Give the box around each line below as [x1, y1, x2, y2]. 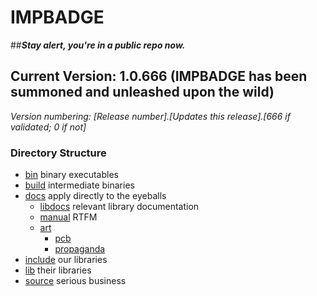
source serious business [24, 275, 127, 287]
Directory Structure [10, 146, 107, 160]
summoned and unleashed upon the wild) [10, 84, 275, 101]
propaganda [54, 243, 106, 255]
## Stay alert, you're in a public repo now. [10, 39, 186, 51]
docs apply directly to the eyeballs [24, 190, 167, 202]
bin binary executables [24, 169, 119, 181]
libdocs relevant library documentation [39, 201, 200, 213]
